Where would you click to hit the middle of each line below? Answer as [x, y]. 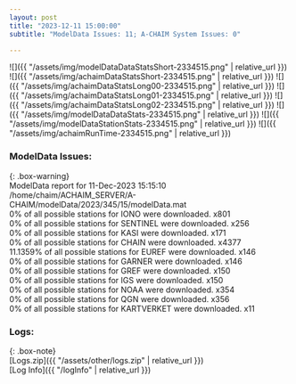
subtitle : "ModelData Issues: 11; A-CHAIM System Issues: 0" [125, 34]
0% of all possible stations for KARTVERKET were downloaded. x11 [132, 308]
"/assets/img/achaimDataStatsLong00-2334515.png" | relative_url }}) [148, 86]
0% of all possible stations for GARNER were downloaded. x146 [126, 261]
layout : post [33, 17]
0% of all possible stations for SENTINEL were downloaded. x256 [129, 223]
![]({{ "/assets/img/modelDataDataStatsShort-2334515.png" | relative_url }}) [148, 67]
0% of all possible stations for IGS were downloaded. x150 [116, 280]
